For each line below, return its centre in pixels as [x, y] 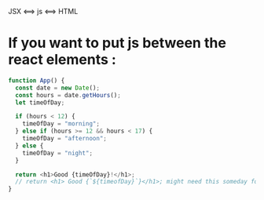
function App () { [37, 80]
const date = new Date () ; [58, 88]
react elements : [62, 60]
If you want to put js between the [117, 43]
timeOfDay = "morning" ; [61, 124]
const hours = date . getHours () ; [68, 95]
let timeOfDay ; [40, 102]
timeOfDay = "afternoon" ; [65, 139]
